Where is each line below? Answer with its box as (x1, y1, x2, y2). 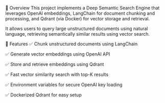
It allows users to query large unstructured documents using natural (5, 25, 148, 32)
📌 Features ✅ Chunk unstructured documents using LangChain (5, 41, 138, 47)
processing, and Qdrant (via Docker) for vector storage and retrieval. (5, 16, 150, 21)
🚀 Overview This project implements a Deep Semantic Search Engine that (5, 5, 160, 11)
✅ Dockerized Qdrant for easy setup (5, 92, 82, 98)
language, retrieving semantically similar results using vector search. (5, 31, 150, 37)
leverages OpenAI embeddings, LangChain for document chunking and (5, 10, 155, 16)
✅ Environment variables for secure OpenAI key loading (5, 82, 123, 88)
